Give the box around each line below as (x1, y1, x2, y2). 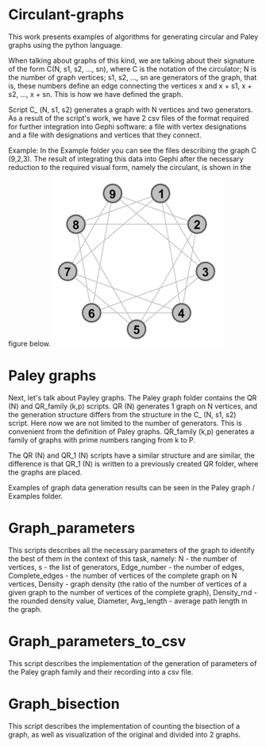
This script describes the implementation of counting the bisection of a (8, 721, 241, 730)
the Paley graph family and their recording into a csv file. (8, 667, 194, 676)
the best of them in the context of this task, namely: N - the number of (8, 554, 237, 563)
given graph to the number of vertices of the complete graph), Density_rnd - (8, 587, 258, 597)
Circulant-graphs (8, 6, 125, 24)
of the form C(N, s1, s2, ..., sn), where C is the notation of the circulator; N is (8, 64, 256, 73)
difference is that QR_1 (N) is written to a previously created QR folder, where (8, 459, 259, 468)
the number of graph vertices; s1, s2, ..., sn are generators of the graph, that (8, 72, 257, 82)
